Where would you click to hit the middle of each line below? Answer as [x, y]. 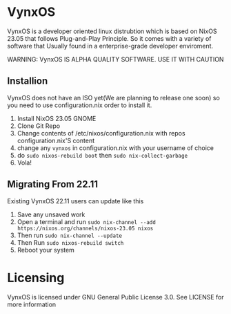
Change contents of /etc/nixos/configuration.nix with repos [101, 133]
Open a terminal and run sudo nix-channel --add [87, 221]
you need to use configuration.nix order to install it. [80, 105]
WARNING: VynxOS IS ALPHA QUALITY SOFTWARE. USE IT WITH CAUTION [115, 59]
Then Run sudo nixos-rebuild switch [70, 242]
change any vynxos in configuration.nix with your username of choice [115, 148]
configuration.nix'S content [56, 140]
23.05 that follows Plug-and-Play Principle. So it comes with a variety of [109, 38]
